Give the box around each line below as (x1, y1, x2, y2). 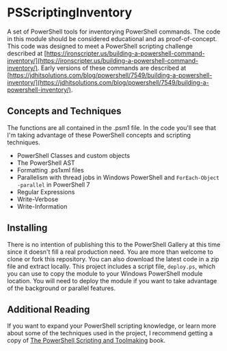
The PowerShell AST (16, 159, 75, 167)
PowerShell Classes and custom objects (16, 151, 131, 159)
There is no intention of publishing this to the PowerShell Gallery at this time (7, 240, 221, 248)
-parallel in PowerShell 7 (16, 180, 90, 189)
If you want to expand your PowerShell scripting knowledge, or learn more (7, 322, 217, 330)
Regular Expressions (16, 187, 75, 196)
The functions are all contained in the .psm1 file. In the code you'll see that (7, 123, 217, 131)
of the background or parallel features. (7, 284, 116, 292)
